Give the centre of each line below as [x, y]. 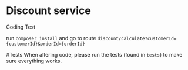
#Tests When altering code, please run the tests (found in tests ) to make [94, 54]
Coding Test [21, 27]
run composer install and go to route [51, 38]
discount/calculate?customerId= [137, 38]
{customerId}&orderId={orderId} [46, 44]
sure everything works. [34, 61]
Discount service [48, 11]
